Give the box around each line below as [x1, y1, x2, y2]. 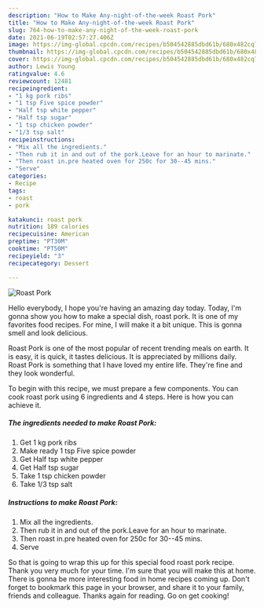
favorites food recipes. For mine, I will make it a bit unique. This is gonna [8, 320, 242, 329]
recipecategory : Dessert [8, 259, 90, 267]
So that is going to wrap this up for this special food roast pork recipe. [8, 558, 235, 567]
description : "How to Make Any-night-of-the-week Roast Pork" [8, 11, 216, 20]
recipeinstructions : [8, 135, 76, 144]
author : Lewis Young [8, 63, 76, 71]
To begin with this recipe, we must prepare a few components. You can [8, 383, 239, 393]
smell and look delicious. [8, 328, 88, 338]
